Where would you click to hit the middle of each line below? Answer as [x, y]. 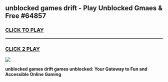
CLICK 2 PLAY [22, 49]
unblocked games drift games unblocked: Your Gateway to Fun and [76, 69]
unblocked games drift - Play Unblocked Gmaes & [84, 8]
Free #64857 [26, 16]
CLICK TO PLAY [24, 30]
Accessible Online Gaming [33, 74]
